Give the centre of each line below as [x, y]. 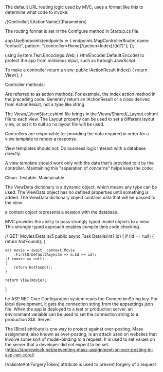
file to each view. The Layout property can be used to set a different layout [80, 119]
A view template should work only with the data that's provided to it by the [80, 163]
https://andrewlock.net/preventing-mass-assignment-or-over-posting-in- [80, 350]
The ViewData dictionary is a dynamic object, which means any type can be [81, 187]
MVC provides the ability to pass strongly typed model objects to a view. [78, 221]
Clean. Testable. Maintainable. [35, 177]
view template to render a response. [41, 139]
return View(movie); [26, 280]
